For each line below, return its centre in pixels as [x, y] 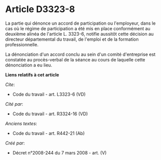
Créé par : [15, 143]
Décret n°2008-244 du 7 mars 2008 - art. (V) [59, 152]
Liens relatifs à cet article [32, 74]
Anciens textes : [21, 123]
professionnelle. [22, 44]
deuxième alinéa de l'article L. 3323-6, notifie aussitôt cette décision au [79, 34]
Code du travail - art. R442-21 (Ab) [49, 133]
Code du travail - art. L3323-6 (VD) [49, 94]
